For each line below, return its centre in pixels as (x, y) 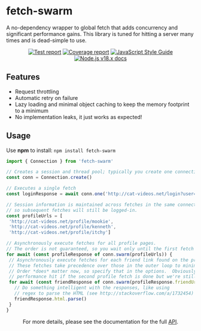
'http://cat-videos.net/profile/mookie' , (61, 221)
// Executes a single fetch (41, 189)
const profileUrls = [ (34, 216)
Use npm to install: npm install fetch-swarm (61, 150)
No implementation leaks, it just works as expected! (78, 117)
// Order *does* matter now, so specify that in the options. (88, 271)
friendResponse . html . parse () (50, 299)
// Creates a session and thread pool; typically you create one (89, 172)
